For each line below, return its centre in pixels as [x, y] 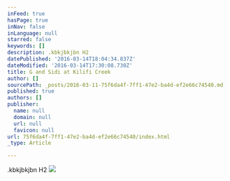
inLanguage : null [33, 33]
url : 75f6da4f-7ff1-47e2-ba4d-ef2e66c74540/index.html [89, 136]
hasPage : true [28, 20]
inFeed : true [26, 14]
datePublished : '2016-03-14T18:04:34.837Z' [72, 59]
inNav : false [26, 26]
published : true [31, 91]
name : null [29, 111]
